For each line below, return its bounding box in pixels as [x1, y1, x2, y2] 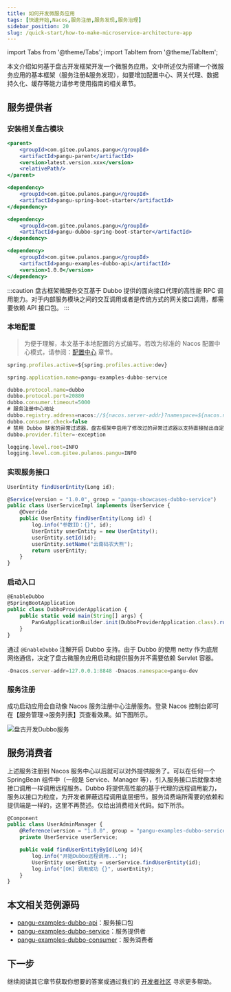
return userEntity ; [32, 547, 88, 554]
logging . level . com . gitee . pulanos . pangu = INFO [7, 450, 137, 457]
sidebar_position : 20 [7, 23, 69, 30]
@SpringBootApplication [7, 599, 76, 607]
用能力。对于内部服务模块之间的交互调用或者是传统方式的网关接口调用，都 [7, 295, 218, 303]
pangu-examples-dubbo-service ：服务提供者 [16, 927, 146, 936]
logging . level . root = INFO [7, 443, 78, 450]
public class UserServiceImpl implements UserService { [7, 503, 170, 509]
